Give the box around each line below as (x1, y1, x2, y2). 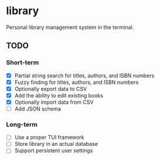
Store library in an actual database (14, 141, 98, 148)
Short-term (6, 58, 39, 67)
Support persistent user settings (14, 147, 93, 154)
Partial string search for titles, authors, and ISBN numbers (14, 72, 155, 79)
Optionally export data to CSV (14, 85, 87, 92)
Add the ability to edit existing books (14, 92, 104, 99)
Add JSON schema (14, 105, 61, 112)
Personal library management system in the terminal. (6, 24, 134, 31)
